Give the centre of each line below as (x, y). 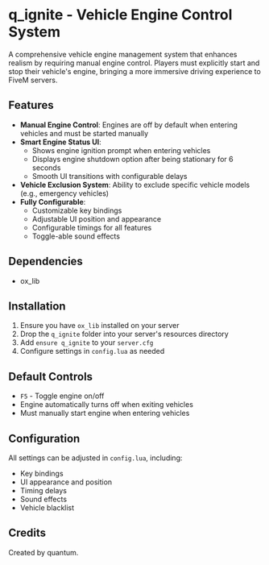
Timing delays (43, 490)
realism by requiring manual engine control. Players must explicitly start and (134, 63)
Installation (37, 306)
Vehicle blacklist (47, 508)
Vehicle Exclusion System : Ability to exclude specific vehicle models (135, 185)
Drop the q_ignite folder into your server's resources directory (124, 334)
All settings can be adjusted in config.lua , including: (95, 458)
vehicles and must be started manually (84, 133)
